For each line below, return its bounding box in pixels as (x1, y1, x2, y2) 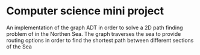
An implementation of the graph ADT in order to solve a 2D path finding (6, 24, 183, 31)
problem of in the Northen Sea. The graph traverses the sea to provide (6, 30, 181, 37)
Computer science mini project (6, 4, 164, 18)
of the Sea (6, 43, 32, 50)
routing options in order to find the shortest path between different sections (6, 36, 194, 44)
